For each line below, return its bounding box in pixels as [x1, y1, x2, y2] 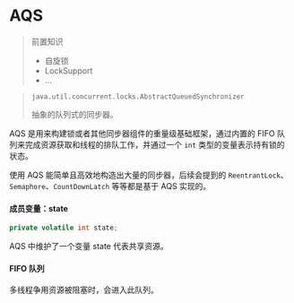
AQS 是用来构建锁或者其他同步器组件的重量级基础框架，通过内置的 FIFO [9, 127, 275, 139]
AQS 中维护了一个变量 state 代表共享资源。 [9, 241, 169, 252]
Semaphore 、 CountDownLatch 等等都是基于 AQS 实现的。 [9, 180, 212, 191]
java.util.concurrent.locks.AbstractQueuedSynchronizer [30, 91, 245, 101]
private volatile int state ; [9, 223, 118, 233]
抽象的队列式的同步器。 [30, 108, 118, 119]
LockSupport [44, 65, 93, 76]
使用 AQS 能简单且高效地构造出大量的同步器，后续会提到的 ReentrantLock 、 [9, 169, 289, 180]
